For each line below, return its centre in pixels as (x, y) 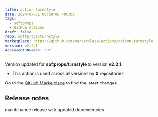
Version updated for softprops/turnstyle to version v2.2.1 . (64, 64)
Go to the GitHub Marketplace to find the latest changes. (61, 83)
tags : (10, 18)
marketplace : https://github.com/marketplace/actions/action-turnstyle (79, 41)
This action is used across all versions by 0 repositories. (68, 73)
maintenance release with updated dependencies (54, 110)
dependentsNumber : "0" (28, 50)
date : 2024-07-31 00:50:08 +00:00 (40, 14)
